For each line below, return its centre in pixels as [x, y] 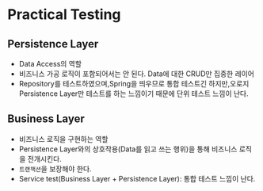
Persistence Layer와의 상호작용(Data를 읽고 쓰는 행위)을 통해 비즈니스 [128, 149]
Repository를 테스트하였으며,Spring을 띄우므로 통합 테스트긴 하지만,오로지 [134, 84]
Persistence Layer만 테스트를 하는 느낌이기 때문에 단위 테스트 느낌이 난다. [133, 94]
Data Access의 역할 [50, 64]
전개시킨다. [45, 159]
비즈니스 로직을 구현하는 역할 [63, 139]
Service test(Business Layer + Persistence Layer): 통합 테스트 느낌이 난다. [137, 178]
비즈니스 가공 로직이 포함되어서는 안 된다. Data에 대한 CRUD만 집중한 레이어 [137, 74]
